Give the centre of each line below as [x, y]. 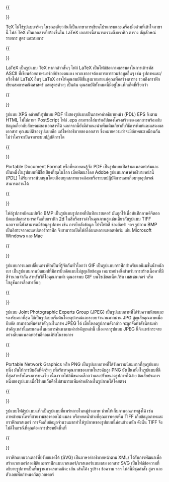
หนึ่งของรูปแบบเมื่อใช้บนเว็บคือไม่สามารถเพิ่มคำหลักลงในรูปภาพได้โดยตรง [66, 381]
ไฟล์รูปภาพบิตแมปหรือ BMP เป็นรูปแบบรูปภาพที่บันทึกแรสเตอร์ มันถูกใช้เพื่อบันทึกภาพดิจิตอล [83, 213]
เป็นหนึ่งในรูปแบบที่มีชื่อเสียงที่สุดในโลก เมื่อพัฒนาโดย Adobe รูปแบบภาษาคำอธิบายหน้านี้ [80, 172]
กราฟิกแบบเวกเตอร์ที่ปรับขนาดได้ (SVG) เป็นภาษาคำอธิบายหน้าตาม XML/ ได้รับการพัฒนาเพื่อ [84, 457]
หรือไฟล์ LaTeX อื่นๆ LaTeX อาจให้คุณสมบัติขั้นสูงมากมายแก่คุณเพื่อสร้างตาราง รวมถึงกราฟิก [83, 79]
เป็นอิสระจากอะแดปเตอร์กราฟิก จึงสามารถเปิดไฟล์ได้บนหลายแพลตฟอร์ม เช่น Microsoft [79, 230]
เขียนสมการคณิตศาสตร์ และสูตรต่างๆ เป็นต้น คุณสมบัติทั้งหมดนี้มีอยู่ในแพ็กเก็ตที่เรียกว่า [77, 85]
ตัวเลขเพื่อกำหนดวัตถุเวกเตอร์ [30, 474]
